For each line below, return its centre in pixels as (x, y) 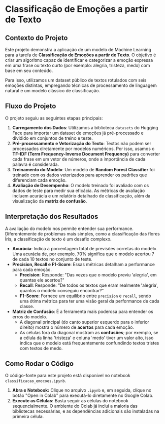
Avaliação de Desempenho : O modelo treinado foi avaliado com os (81, 185)
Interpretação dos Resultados (52, 216)
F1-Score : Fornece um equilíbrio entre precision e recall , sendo (85, 296)
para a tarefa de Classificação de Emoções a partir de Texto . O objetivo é (81, 55)
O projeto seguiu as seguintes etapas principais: (54, 118)
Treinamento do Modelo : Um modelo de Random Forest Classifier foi (83, 169)
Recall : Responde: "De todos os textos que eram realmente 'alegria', (89, 285)
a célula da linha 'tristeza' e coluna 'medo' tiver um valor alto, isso (86, 338)
